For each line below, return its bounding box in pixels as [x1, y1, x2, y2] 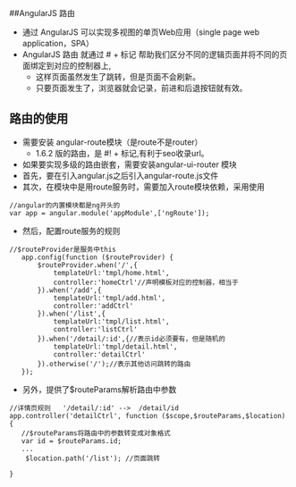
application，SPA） [21, 38, 94, 48]
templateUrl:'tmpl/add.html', [53, 293, 166, 302]
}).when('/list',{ [37, 309, 106, 318]
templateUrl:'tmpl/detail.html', [53, 342, 178, 351]
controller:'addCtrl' [53, 301, 134, 310]
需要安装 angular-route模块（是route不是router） [21, 137, 203, 147]
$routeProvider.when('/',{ [37, 260, 139, 270]
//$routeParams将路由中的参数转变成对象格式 [21, 428, 172, 438]
